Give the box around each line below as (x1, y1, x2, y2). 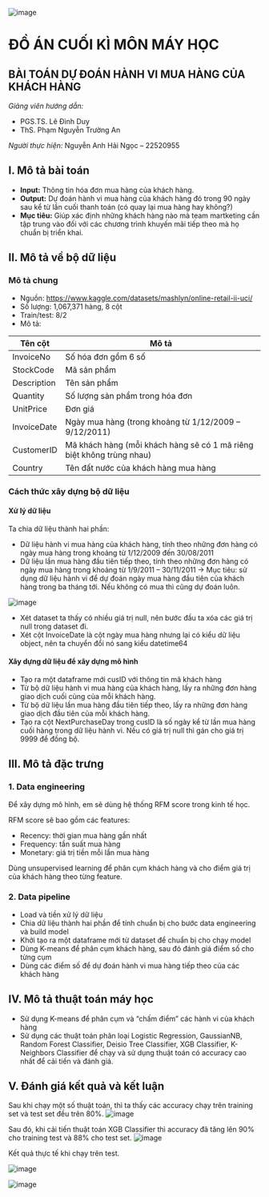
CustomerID (12, 444, 58, 456)
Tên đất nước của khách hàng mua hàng (65, 462, 216, 473)
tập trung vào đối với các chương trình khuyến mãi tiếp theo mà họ (19, 219, 240, 228)
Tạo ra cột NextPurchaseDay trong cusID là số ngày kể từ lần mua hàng (19, 717, 256, 726)
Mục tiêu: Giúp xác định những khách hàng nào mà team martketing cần (19, 211, 260, 220)
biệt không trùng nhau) (65, 449, 152, 460)
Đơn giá (65, 403, 94, 414)
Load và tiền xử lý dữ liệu (19, 910, 103, 919)
